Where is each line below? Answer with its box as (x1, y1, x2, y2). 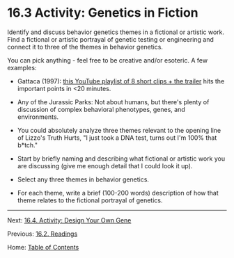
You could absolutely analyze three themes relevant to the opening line (17, 126, 221, 134)
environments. (17, 113, 59, 121)
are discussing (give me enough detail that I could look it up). (17, 161, 193, 170)
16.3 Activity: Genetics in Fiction (7, 5, 198, 21)
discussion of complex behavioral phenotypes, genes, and (17, 105, 186, 113)
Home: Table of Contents (7, 243, 79, 251)
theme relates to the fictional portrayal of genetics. (17, 196, 163, 204)
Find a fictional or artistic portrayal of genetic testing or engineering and (7, 35, 214, 43)
